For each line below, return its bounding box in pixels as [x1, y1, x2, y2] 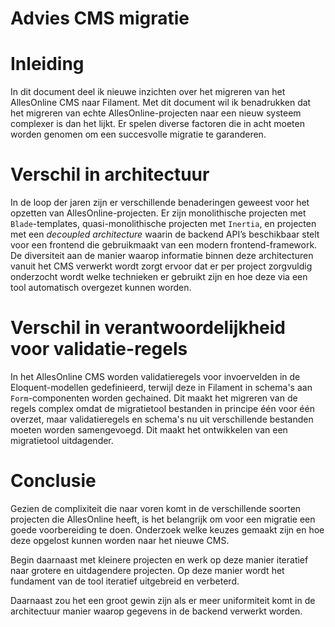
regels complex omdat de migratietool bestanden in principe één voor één [10, 403, 315, 414]
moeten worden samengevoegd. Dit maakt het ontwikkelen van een [10, 424, 288, 436]
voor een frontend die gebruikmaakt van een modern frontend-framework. [10, 239, 318, 251]
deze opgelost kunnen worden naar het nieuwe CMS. [10, 534, 230, 546]
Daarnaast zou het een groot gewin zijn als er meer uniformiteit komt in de [10, 594, 316, 606]
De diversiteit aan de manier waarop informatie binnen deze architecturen [10, 250, 314, 262]
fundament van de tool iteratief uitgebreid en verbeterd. [10, 575, 240, 587]
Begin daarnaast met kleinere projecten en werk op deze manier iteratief [10, 553, 309, 566]
